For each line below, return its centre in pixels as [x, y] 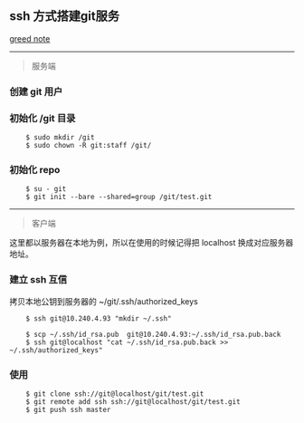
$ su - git [46, 189]
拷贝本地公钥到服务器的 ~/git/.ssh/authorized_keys [104, 301]
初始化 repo [35, 169]
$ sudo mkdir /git [60, 138]
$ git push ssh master [68, 409]
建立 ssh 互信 [38, 280]
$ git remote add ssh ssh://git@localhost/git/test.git [133, 401]
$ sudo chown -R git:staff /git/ [89, 146]
